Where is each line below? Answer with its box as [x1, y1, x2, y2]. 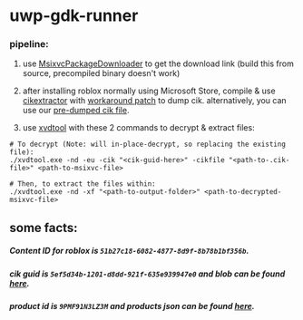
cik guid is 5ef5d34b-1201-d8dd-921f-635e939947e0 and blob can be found [9, 268, 286, 279]
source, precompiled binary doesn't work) [22, 68, 181, 79]
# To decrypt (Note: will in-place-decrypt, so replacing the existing [9, 140, 286, 150]
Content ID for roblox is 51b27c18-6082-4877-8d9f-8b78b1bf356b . [9, 246, 249, 257]
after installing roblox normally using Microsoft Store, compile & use [22, 85, 276, 96]
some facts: [9, 219, 79, 236]
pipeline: [9, 38, 50, 51]
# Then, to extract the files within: [9, 179, 156, 189]
